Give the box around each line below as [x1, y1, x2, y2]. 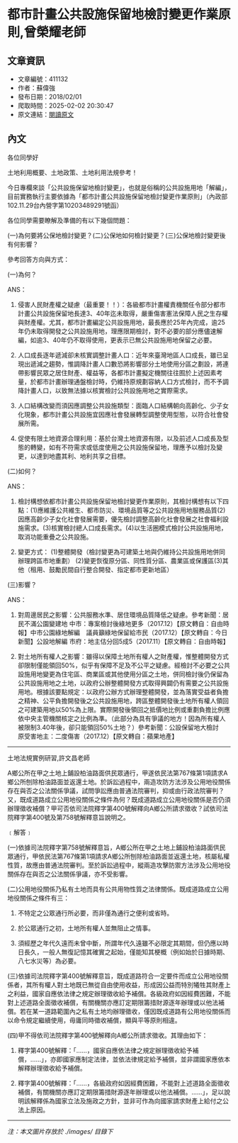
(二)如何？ [7, 467, 38, 475]
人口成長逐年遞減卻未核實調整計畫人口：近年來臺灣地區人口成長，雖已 [17, 350, 223, 359]
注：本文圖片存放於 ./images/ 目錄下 [7, 1127, 113, 1135]
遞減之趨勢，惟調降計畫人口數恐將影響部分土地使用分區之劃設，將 [30, 359, 223, 368]
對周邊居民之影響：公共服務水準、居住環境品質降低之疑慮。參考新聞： [17, 610, 223, 619]
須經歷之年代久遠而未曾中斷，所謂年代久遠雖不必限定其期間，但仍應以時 [17, 939, 229, 947]
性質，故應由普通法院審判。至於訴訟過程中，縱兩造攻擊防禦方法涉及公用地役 [7, 861, 231, 869]
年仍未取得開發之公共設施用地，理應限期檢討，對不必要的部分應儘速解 [17, 327, 223, 335]
